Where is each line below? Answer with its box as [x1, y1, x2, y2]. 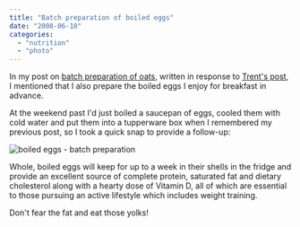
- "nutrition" [17, 38, 70, 48]
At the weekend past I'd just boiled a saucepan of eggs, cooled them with [9, 108, 280, 118]
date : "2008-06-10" [9, 22, 82, 31]
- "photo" [17, 47, 54, 56]
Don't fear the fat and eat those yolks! [9, 207, 150, 218]
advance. [9, 91, 44, 101]
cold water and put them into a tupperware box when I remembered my [9, 118, 273, 128]
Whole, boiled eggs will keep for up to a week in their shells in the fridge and [9, 162, 292, 172]
